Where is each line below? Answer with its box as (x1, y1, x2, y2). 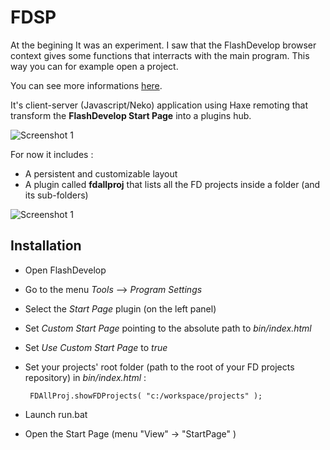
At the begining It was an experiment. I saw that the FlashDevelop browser (10, 39, 317, 51)
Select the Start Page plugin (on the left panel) (24, 302, 217, 315)
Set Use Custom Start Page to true (24, 341, 168, 353)
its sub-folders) (24, 189, 89, 201)
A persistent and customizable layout (24, 167, 178, 180)
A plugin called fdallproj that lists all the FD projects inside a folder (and (24, 178, 321, 190)
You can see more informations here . (10, 79, 163, 91)
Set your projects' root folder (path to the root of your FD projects (24, 361, 295, 373)
